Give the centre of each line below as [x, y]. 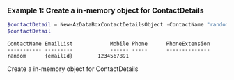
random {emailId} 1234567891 [68, 56]
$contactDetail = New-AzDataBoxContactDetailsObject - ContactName [106, 25]
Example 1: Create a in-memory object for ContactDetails [106, 10]
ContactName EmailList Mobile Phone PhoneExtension [109, 44]
